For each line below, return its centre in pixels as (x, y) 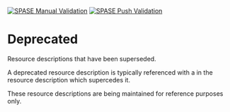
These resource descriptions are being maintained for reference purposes (115, 93)
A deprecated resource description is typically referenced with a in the (110, 72)
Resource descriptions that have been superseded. (82, 58)
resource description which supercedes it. (69, 80)
